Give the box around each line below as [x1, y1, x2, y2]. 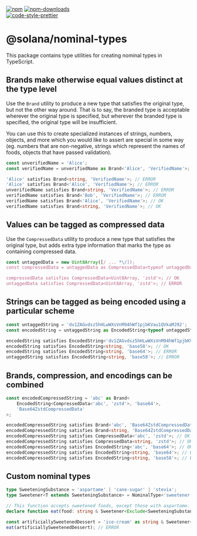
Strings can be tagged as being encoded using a [6, 297, 186, 307]
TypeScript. [6, 58, 34, 65]
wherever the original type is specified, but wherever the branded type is [6, 112, 182, 119]
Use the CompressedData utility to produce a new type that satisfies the [6, 235, 175, 242]
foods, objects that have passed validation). [6, 149, 112, 156]
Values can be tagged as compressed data [6, 220, 165, 230]
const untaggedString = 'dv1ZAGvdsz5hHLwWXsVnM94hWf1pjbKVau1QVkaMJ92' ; [6, 321, 188, 327]
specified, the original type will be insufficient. [6, 118, 117, 126]
